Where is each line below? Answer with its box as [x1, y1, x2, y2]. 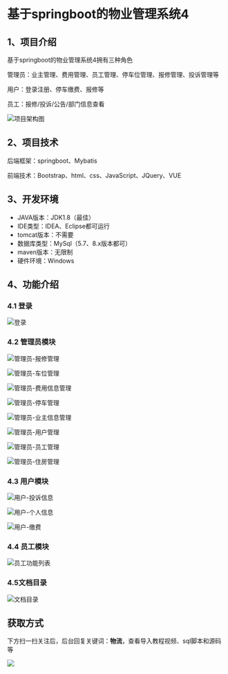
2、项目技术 [7, 136, 59, 149]
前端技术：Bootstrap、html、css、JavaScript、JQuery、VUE [7, 171, 182, 179]
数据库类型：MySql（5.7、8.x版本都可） [17, 239, 132, 247]
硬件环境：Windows [17, 256, 75, 265]
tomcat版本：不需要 [17, 230, 74, 239]
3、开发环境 [7, 193, 59, 205]
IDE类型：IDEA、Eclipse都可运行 [17, 222, 111, 230]
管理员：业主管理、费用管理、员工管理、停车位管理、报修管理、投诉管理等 [7, 71, 219, 78]
